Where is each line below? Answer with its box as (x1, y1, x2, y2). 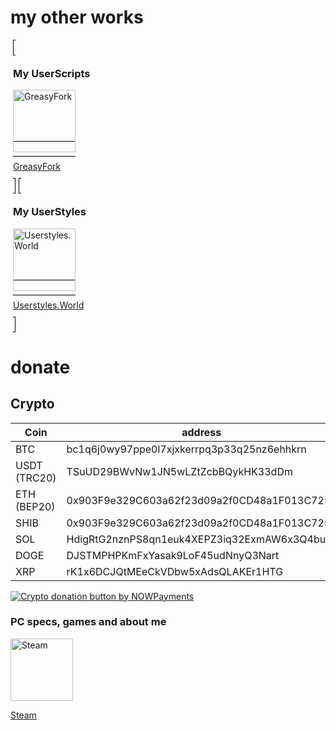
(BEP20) (15, 499, 56, 513)
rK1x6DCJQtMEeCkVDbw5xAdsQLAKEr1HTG (66, 564, 284, 578)
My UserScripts (13, 66, 91, 80)
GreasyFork (13, 161, 62, 173)
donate (10, 356, 71, 378)
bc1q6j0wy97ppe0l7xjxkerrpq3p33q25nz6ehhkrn (66, 442, 307, 456)
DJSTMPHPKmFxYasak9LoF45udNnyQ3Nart (66, 548, 280, 562)
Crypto (10, 396, 55, 413)
